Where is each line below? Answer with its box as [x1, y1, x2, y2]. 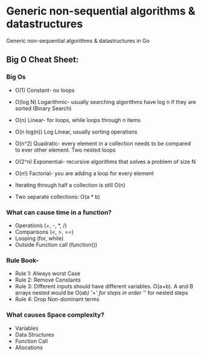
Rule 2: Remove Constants [14, 276, 81, 283]
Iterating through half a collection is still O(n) [14, 181, 125, 189]
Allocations [14, 343, 43, 351]
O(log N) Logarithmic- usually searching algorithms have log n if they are [14, 98, 197, 105]
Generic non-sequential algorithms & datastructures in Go [6, 37, 150, 44]
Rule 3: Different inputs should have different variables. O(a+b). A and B [14, 283, 194, 290]
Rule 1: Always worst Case [14, 270, 81, 277]
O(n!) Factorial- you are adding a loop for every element [14, 169, 154, 176]
